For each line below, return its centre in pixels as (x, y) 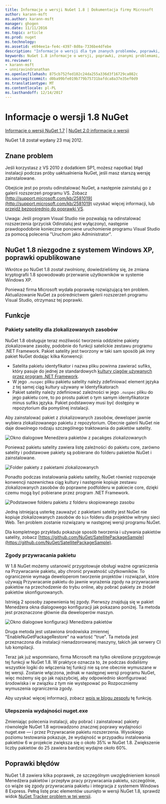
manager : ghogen (22, 24)
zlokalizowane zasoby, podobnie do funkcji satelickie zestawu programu (79, 346)
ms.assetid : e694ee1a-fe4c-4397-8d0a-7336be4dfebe (58, 47)
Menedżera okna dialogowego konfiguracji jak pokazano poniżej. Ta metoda (83, 607)
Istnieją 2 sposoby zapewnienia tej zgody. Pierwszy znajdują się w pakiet (80, 602)
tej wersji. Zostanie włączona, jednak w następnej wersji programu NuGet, (80, 672)
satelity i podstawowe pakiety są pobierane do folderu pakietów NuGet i (78, 452)
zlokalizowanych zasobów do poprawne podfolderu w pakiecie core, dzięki (82, 487)
